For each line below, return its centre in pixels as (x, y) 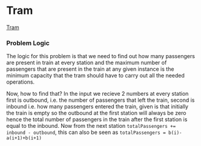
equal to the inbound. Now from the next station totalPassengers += (91, 126)
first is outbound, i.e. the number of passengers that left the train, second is (100, 100)
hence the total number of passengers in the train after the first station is (97, 119)
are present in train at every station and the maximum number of (87, 63)
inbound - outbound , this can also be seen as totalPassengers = (86, 132)
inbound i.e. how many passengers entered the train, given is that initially (97, 107)
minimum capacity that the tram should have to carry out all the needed (95, 76)
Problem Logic (28, 43)
